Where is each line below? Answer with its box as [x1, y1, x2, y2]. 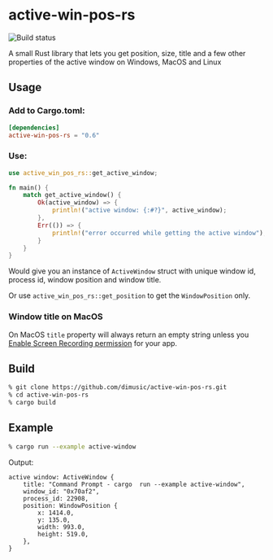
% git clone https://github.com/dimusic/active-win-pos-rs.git [8, 383, 227, 392]
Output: [8, 457, 34, 467]
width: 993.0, [37, 523, 85, 531]
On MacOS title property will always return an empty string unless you [8, 330, 249, 339]
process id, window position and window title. [8, 275, 162, 285]
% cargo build [8, 399, 57, 407]
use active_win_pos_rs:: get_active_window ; [8, 168, 158, 177]
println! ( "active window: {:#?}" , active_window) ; [51, 206, 227, 215]
